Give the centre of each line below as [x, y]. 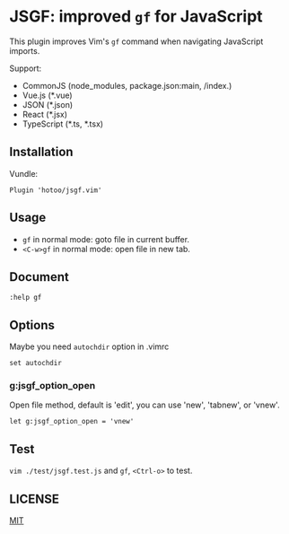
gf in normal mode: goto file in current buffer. [106, 239]
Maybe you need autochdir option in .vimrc [89, 346]
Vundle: [24, 173]
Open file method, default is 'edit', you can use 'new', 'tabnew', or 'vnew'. [144, 405]
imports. [25, 50]
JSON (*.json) [48, 104]
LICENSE [35, 499]
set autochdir [36, 363]
